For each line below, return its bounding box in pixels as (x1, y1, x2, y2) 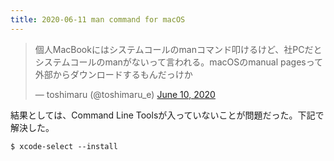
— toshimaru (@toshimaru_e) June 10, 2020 (34, 88, 216, 100)
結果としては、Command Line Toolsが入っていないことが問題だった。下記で (10, 109, 325, 121)
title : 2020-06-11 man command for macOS (10, 14, 186, 25)
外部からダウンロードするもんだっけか (34, 68, 193, 80)
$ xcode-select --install (10, 141, 118, 151)
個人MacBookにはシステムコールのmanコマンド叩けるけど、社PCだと (34, 43, 323, 55)
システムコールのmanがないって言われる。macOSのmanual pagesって (34, 56, 324, 68)
